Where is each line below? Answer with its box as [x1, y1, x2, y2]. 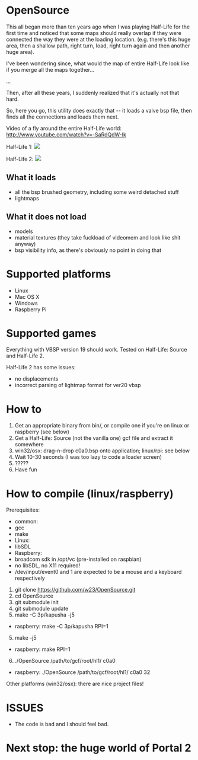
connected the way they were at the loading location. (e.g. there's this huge [6, 36, 191, 43]
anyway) [14, 240, 36, 247]
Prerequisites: [6, 506, 40, 513]
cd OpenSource [14, 592, 53, 599]
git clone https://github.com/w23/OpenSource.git [14, 586, 136, 593]
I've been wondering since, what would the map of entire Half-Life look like [6, 60, 190, 67]
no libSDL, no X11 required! [14, 562, 81, 569]
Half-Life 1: [6, 143, 33, 150]
